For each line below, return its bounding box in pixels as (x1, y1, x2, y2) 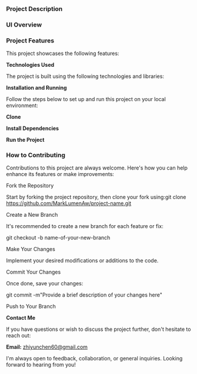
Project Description (6, 5, 63, 13)
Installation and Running (6, 84, 67, 92)
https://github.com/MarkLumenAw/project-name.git (6, 200, 132, 207)
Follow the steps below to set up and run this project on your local (6, 96, 166, 103)
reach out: (6, 332, 31, 339)
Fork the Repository (6, 182, 54, 189)
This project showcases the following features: (6, 50, 119, 57)
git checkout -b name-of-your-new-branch (6, 234, 111, 241)
